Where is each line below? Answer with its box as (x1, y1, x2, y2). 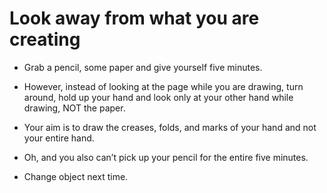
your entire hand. (23, 132, 95, 144)
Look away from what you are (9, 7, 260, 30)
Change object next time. (23, 170, 129, 182)
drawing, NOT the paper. (23, 102, 126, 114)
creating (9, 28, 81, 51)
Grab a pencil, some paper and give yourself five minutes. (23, 61, 263, 73)
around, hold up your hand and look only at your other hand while (23, 91, 294, 103)
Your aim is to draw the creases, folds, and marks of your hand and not (23, 121, 317, 133)
